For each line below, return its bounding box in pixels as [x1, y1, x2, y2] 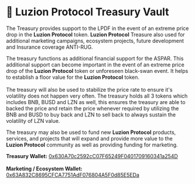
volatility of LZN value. [6, 117, 60, 124]
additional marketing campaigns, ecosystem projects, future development [6, 37, 184, 44]
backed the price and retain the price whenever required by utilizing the [6, 105, 179, 112]
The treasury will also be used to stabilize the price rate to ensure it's [6, 86, 173, 93]
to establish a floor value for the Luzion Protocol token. [6, 73, 139, 81]
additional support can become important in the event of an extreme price [6, 61, 184, 68]
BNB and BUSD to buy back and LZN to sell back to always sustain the [6, 111, 176, 118]
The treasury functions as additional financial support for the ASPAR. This [6, 55, 184, 62]
